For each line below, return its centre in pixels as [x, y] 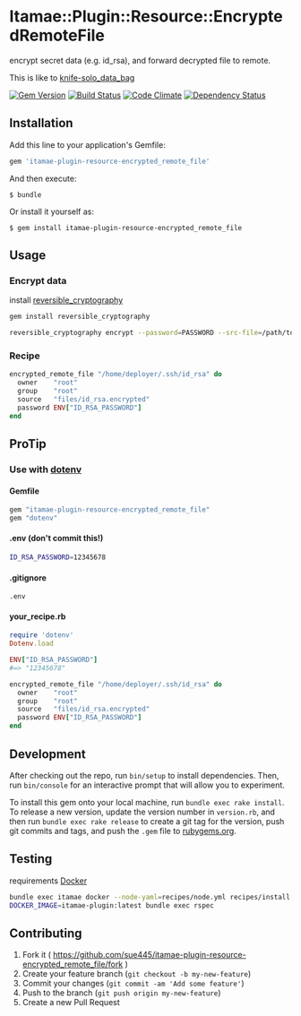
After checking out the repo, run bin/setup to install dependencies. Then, [144, 775]
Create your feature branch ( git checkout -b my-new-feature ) [137, 974]
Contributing [46, 933]
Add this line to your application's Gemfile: [87, 144]
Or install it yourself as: [52, 211]
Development [48, 754]
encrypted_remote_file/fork [73, 964]
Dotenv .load [31, 644]
